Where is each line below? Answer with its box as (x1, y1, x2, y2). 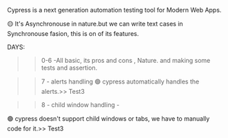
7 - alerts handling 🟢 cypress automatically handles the (41, 77, 200, 86)
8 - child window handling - (41, 101, 120, 109)
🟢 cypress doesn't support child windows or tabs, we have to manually (7, 115, 210, 123)
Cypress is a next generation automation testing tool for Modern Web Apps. (7, 6, 222, 14)
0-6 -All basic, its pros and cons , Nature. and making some (41, 57, 211, 64)
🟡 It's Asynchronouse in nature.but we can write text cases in (7, 20, 184, 28)
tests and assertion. (41, 63, 98, 72)
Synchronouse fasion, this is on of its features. (7, 30, 139, 37)
